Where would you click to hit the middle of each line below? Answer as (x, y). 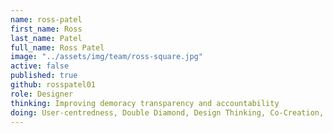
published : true (44, 76)
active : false (40, 66)
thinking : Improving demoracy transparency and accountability (145, 103)
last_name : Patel (46, 38)
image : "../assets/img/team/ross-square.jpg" (106, 57)
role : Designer (42, 94)
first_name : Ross (46, 29)
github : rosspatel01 (53, 85)
